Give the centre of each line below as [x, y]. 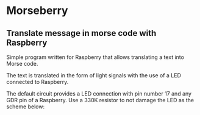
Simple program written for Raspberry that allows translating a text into [95, 57]
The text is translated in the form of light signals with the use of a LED [94, 75]
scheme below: [25, 106]
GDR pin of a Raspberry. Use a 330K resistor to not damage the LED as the [100, 100]
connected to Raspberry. [37, 82]
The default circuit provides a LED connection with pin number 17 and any [99, 94]
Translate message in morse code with [81, 33]
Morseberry [37, 11]
